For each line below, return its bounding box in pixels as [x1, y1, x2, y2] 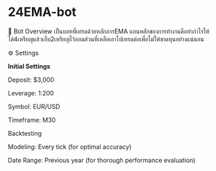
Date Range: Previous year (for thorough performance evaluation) [8, 156, 196, 164]
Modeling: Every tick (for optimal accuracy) [8, 143, 132, 151]
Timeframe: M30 [8, 116, 56, 124]
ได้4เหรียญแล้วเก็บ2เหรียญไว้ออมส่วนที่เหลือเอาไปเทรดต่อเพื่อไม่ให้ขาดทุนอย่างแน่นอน [8, 35, 204, 43]
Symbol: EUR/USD [8, 102, 60, 111]
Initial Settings [8, 62, 51, 70]
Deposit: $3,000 [8, 75, 55, 84]
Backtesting [8, 129, 42, 137]
